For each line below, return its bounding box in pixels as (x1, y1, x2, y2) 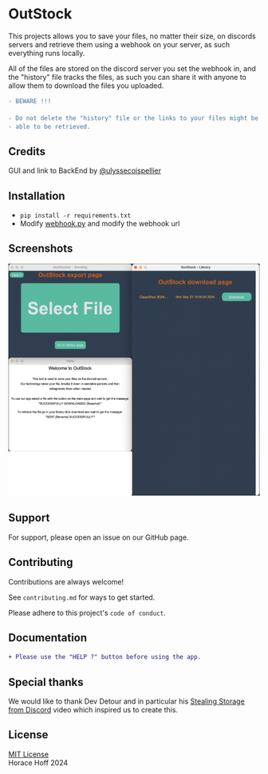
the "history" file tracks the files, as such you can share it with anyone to (8, 72, 247, 82)
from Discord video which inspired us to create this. (8, 705, 178, 715)
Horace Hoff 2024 (8, 757, 69, 768)
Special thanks (8, 675, 84, 688)
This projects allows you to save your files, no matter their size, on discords (8, 31, 257, 41)
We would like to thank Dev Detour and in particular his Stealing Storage (8, 696, 245, 706)
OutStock (8, 5, 73, 23)
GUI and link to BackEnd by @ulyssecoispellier (8, 166, 162, 176)
